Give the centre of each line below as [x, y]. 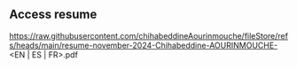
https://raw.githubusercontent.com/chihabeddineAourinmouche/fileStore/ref [148, 35]
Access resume [53, 15]
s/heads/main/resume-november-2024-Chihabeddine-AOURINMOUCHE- [144, 45]
